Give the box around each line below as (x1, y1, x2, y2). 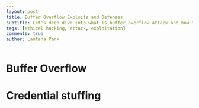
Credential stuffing (6, 89, 101, 103)
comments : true (6, 31, 44, 37)
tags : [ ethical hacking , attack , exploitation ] (6, 25, 126, 31)
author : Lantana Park (6, 36, 60, 42)
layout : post (6, 8, 38, 15)
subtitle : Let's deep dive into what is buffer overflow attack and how (6, 20, 190, 26)
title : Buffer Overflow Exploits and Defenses (6, 14, 123, 20)
